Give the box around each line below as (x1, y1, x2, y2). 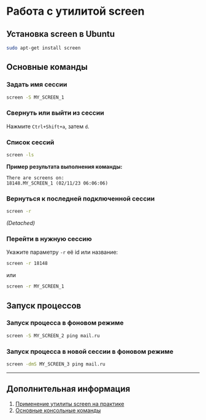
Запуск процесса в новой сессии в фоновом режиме (6, 347, 174, 356)
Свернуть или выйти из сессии (6, 109, 104, 117)
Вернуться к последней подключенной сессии (6, 194, 155, 203)
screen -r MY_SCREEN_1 (6, 283, 64, 289)
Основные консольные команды (15, 407, 101, 414)
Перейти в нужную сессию (6, 235, 92, 243)
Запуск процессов (6, 300, 82, 311)
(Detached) (6, 220, 36, 227)
